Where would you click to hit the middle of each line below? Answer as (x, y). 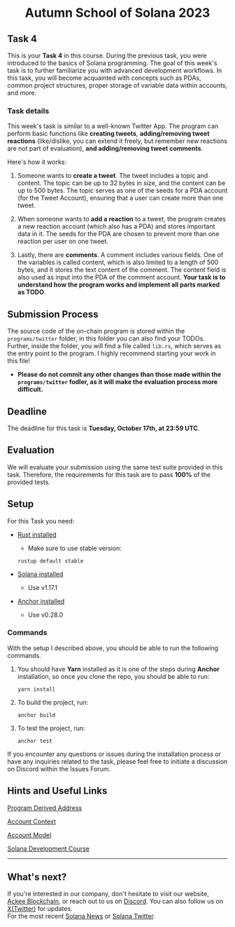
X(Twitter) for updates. (40, 909)
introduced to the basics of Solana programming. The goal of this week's (112, 63)
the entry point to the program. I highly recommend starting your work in (112, 353)
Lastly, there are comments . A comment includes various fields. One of (120, 255)
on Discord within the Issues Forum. (59, 769)
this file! (19, 361)
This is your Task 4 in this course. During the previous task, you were (107, 55)
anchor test (35, 741)
